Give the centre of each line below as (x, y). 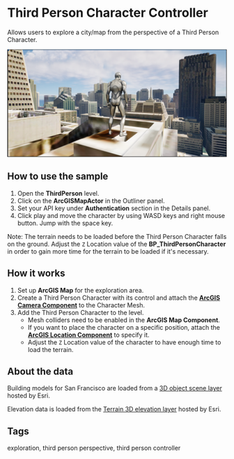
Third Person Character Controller (108, 13)
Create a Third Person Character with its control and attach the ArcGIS (119, 298)
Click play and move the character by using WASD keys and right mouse (121, 215)
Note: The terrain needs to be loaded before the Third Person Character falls (117, 236)
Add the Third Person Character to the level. (80, 312)
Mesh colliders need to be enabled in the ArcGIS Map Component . (124, 320)
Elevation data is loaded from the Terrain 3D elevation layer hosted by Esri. (114, 409)
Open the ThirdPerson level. (58, 193)
